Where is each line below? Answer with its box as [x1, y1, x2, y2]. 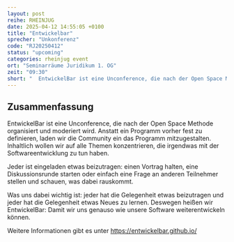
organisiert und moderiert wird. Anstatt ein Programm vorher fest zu [7, 127, 203, 135]
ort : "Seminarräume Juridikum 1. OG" [7, 62, 117, 69]
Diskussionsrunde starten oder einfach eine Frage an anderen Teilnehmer [7, 170, 219, 179]
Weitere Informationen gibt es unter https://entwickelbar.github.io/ [7, 227, 197, 235]
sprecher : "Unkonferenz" [7, 36, 79, 43]
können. [7, 213, 31, 222]
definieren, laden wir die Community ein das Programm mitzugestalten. [7, 134, 212, 143]
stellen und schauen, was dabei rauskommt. [7, 177, 134, 186]
